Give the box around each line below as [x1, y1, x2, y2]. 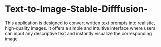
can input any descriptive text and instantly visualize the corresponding [5, 30, 152, 36]
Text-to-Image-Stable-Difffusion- [5, 3, 148, 15]
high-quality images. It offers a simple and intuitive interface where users [5, 25, 156, 31]
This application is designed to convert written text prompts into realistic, [5, 20, 155, 26]
